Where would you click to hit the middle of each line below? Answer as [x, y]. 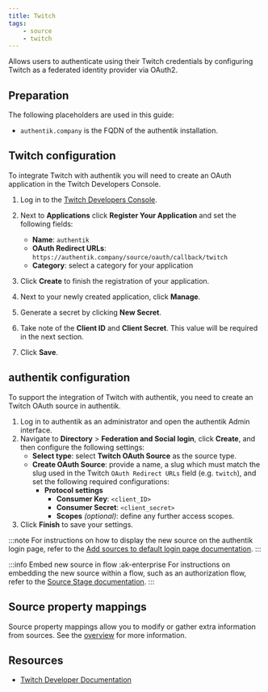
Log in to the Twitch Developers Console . [88, 200]
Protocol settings [73, 490]
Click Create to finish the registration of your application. [115, 281]
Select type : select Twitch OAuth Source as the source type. [134, 456]
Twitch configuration [62, 156]
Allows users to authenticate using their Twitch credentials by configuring [131, 61]
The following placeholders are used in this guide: [92, 115]
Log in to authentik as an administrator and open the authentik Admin [135, 421]
